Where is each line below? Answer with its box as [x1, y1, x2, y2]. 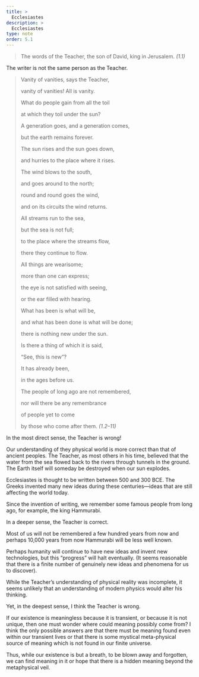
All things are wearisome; [20, 261, 83, 268]
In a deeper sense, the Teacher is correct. [6, 518, 109, 525]
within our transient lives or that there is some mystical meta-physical [6, 633, 176, 640]
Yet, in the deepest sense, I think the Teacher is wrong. [6, 603, 141, 610]
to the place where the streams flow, [20, 238, 110, 245]
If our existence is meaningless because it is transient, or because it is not [6, 614, 187, 621]
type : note [6, 31, 33, 37]
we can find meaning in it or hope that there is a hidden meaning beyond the [6, 657, 193, 664]
